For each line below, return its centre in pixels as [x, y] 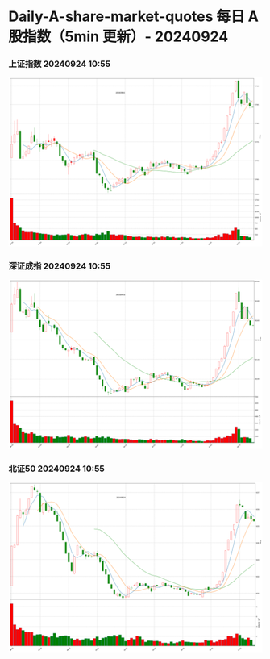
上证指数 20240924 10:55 [60, 64]
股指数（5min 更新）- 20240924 [118, 37]
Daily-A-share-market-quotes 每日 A [134, 17]
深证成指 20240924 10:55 [60, 266]
